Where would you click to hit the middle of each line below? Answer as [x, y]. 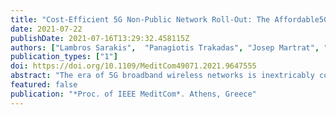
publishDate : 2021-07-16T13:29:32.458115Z [100, 38]
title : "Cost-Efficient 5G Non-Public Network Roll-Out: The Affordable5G [169, 19]
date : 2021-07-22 [46, 29]
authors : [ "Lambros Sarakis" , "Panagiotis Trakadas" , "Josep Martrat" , [165, 47]
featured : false [44, 85]
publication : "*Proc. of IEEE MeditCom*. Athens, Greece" [133, 94]
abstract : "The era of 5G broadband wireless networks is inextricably [162, 76]
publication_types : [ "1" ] [64, 57]
